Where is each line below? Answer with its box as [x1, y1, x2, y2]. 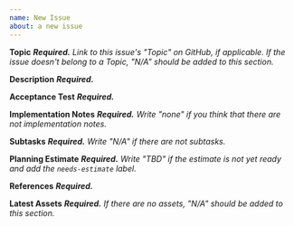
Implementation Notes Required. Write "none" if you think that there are [9, 108, 281, 119]
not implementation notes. [9, 118, 107, 129]
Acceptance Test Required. [9, 91, 115, 102]
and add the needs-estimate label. [9, 163, 138, 174]
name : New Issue [9, 13, 71, 23]
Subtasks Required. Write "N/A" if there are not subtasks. [9, 136, 226, 146]
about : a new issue [9, 22, 83, 31]
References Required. [9, 180, 93, 191]
